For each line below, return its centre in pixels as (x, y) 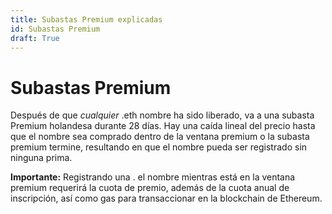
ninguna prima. (41, 158)
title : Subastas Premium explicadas (86, 19)
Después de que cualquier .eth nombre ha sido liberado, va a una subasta (162, 115)
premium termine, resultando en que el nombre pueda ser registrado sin (159, 147)
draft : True (35, 38)
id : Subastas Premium (55, 29)
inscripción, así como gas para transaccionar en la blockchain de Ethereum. (166, 198)
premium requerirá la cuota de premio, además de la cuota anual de (150, 188)
